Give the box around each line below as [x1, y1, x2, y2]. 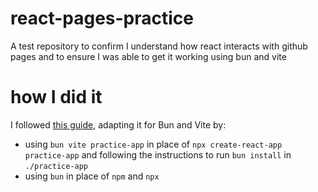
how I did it [10, 86, 103, 109]
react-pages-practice [10, 7, 195, 30]
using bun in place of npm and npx [24, 170, 160, 182]
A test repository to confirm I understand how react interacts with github [10, 40, 308, 52]
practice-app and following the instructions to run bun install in [24, 148, 292, 161]
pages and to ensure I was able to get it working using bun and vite [10, 50, 287, 62]
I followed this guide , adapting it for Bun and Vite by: [10, 118, 227, 131]
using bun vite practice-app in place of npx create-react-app [24, 138, 283, 150]
